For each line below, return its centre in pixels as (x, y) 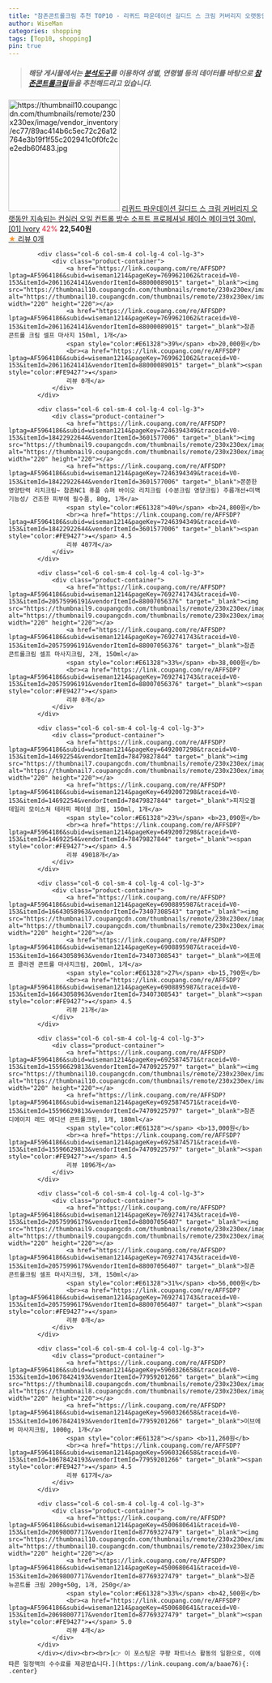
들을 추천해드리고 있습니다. (110, 83)
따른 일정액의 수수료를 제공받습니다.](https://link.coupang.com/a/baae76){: (129, 1664)
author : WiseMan (36, 24)
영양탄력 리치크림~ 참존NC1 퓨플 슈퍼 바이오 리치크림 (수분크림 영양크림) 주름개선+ (129, 491)
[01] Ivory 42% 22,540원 (50, 229)
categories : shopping (45, 31)
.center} (23, 1672)
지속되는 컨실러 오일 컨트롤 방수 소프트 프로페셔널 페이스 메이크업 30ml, (143, 219)
